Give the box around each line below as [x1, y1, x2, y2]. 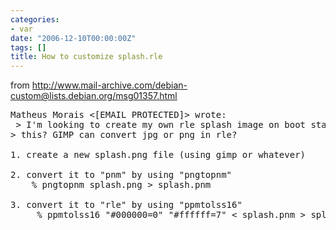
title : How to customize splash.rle [10, 52, 163, 62]
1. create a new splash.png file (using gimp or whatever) [10, 149, 307, 161]
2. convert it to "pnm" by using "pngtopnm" [10, 169, 233, 181]
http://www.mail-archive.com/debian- [31, 79, 188, 91]
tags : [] [10, 42, 47, 53]
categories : [10, 14, 60, 25]
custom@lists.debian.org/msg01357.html [10, 90, 178, 102]
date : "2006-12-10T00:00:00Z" [10, 33, 137, 43]
